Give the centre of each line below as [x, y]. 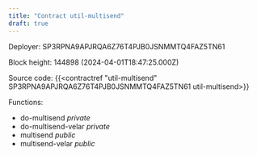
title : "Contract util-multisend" [67, 16]
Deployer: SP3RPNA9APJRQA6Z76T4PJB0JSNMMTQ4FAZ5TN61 [117, 46]
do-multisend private [55, 117]
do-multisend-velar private [65, 126]
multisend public [48, 135]
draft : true [28, 23]
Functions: [26, 102]
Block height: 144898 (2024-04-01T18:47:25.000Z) [94, 62]
